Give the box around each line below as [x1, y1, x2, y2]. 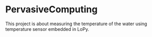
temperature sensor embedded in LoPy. [5, 26, 89, 32]
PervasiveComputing [5, 4, 98, 15]
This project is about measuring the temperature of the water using [5, 21, 147, 27]
